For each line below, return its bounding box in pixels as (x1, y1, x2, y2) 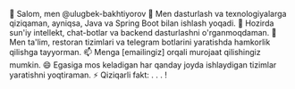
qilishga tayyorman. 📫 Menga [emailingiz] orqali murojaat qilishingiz (9, 47, 261, 57)
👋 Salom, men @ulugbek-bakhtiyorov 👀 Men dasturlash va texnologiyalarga (9, 9, 287, 19)
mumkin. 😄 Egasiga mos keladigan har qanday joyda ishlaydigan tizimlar (9, 60, 277, 70)
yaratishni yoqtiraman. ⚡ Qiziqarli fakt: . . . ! (9, 69, 167, 80)
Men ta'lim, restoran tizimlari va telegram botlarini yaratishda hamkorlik (9, 36, 271, 47)
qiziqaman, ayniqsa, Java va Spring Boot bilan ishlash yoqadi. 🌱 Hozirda (9, 18, 274, 28)
